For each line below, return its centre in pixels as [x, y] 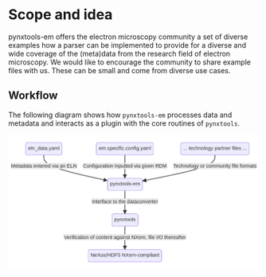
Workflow [33, 96]
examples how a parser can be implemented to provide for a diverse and [127, 45]
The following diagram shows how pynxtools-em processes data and [120, 115]
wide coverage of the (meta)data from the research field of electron [119, 53]
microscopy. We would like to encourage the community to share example [129, 62]
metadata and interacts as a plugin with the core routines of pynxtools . [124, 123]
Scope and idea [61, 15]
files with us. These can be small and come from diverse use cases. [119, 70]
